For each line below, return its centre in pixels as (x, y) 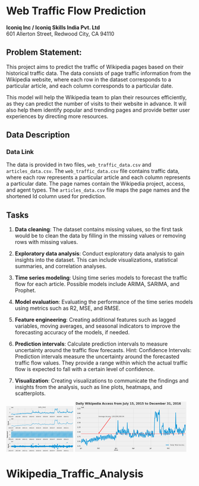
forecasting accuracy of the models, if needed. (72, 333)
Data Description (38, 135)
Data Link (20, 152)
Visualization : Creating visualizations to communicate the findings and (102, 381)
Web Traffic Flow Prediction (76, 11)
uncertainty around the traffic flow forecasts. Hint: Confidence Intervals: (103, 350)
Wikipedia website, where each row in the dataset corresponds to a (89, 79)
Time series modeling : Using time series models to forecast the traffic (101, 278)
